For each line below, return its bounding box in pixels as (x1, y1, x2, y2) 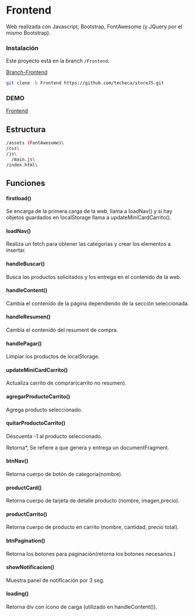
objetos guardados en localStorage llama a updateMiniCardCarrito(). (6, 214, 172, 221)
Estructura (6, 124, 46, 134)
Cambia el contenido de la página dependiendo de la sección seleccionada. (6, 299, 189, 307)
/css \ (6, 145, 19, 152)
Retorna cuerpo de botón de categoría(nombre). (6, 471, 123, 478)
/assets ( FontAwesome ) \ (6, 140, 65, 146)
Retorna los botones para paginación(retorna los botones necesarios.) (6, 550, 176, 557)
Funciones (6, 178, 46, 188)
